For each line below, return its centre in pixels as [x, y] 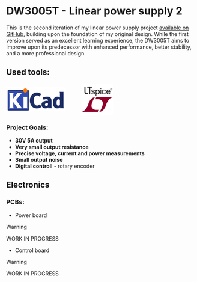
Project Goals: [27, 127]
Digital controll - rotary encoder [55, 166]
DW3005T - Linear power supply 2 [94, 11]
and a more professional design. [46, 53]
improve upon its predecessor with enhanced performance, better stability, [99, 47]
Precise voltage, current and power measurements [80, 153]
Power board [31, 215]
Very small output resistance [52, 147]
